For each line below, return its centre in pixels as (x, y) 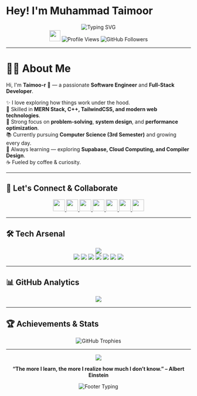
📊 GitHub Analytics (43, 282)
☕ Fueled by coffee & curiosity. (43, 162)
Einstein (98, 375)
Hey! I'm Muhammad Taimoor (80, 11)
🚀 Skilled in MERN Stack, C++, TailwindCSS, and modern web (82, 109)
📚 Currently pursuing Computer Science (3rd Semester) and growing (91, 134)
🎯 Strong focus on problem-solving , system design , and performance (92, 121)
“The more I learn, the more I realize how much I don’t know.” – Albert (98, 369)
